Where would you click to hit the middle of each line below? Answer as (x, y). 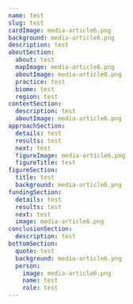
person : (28, 266)
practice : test (40, 82)
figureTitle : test (46, 163)
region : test (37, 97)
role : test (40, 288)
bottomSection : (33, 244)
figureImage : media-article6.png (70, 155)
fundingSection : (35, 192)
